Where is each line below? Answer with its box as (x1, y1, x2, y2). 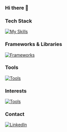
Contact (5, 111, 25, 118)
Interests (5, 88, 27, 94)
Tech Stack (5, 17, 33, 24)
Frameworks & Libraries (5, 41, 62, 48)
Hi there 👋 (5, 4, 29, 11)
